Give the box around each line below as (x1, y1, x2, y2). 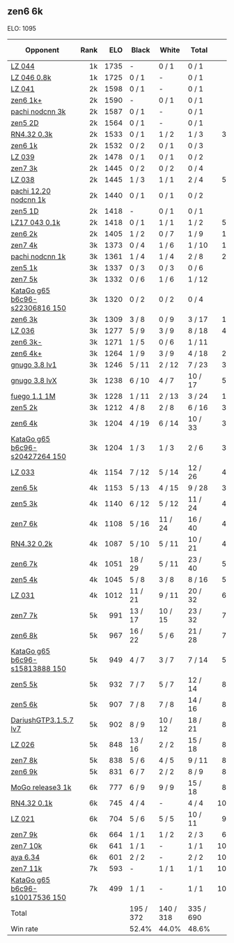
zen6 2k (10, 228, 38, 238)
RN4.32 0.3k (10, 129, 53, 139)
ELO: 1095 (7, 24, 37, 32)
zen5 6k (10, 699, 38, 709)
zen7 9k (10, 829, 38, 839)
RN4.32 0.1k (10, 798, 53, 807)
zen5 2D (10, 118, 39, 128)
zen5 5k (10, 679, 38, 689)
